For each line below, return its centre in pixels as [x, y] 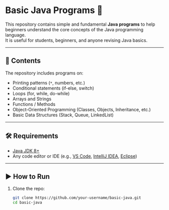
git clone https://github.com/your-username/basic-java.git [77, 198]
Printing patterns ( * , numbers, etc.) [49, 83]
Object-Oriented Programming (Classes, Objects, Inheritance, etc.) [81, 109]
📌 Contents [23, 61]
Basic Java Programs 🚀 [54, 10]
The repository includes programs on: [44, 73]
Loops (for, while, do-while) [41, 93]
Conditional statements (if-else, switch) [53, 88]
